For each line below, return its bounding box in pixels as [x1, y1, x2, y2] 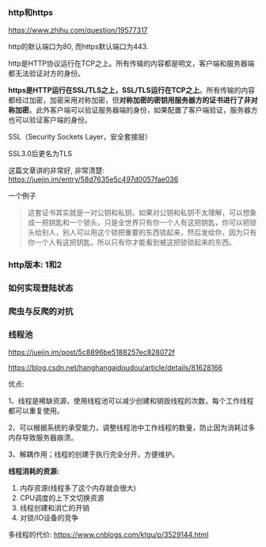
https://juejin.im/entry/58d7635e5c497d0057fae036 [8, 174, 179, 184]
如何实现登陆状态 [8, 283, 74, 294]
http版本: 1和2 [8, 259, 63, 270]
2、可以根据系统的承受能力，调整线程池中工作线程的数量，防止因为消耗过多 [8, 423, 256, 433]
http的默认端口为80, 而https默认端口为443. [8, 42, 149, 52]
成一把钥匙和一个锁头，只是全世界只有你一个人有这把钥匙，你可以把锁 [27, 218, 257, 228]
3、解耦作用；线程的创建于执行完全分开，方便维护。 [8, 449, 180, 459]
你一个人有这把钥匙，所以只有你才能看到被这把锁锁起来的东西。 [27, 238, 236, 247]
